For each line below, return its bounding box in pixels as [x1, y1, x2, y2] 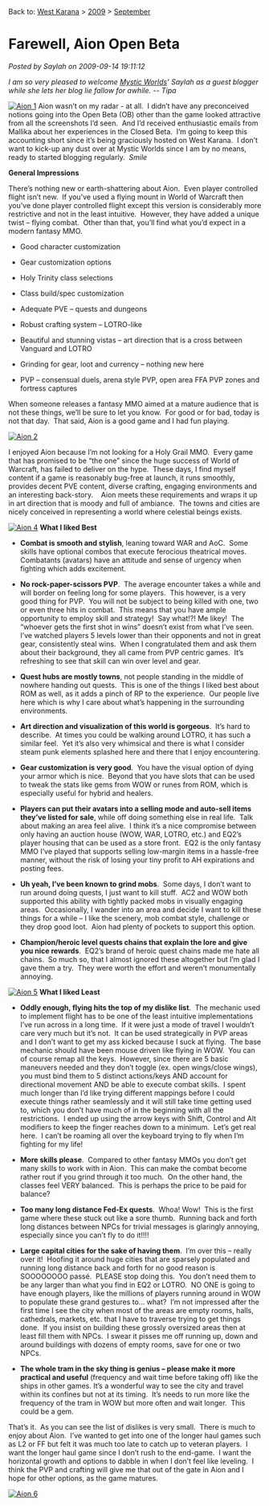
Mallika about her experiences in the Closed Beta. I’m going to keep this [8, 126, 247, 136]
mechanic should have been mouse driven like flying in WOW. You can [19, 1045, 255, 1055]
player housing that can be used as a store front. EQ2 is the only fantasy [19, 837, 262, 847]
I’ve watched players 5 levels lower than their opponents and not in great [19, 630, 261, 640]
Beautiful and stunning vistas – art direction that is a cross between [19, 335, 243, 345]
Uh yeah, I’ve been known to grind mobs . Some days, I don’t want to [19, 879, 251, 889]
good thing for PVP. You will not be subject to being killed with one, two [19, 596, 259, 606]
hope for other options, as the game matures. [8, 1473, 158, 1483]
